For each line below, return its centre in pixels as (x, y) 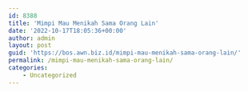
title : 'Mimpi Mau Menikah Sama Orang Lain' (84, 23)
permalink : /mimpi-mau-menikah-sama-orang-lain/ (91, 61)
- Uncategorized (50, 75)
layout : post (30, 46)
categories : (28, 68)
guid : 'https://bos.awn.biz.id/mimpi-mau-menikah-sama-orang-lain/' (125, 53)
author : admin (32, 38)
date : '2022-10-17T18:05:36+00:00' (68, 30)
